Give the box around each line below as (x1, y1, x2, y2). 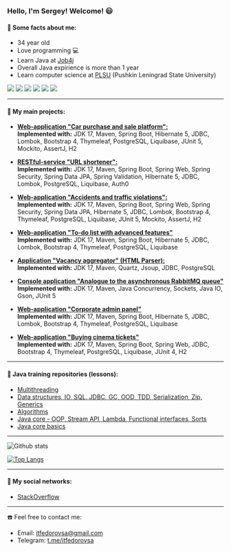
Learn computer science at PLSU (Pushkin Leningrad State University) (16, 71, 217, 79)
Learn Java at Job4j (16, 56, 74, 65)
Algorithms (16, 407, 49, 415)
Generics (16, 399, 43, 408)
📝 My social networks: (7, 477, 72, 486)
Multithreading (16, 385, 59, 393)
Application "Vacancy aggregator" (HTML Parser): (16, 256, 165, 264)
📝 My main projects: (7, 107, 65, 116)
